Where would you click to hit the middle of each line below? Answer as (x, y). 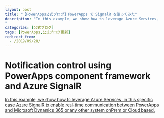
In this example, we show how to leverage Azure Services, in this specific (79, 99)
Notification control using (58, 65)
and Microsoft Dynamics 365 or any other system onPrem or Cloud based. (80, 110)
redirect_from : (21, 37)
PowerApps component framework (78, 76)
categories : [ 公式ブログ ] (30, 28)
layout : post (18, 10)
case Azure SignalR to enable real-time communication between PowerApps (82, 105)
